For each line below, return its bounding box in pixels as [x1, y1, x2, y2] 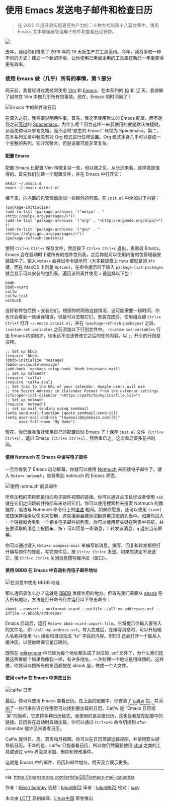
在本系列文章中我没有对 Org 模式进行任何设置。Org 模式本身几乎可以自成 [5, 134, 157, 140]
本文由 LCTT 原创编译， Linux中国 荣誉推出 [5, 795, 94, 801]
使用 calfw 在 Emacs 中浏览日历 [5, 675, 71, 681]
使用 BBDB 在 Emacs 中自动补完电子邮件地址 [5, 567, 98, 574]
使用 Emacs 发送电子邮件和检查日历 [5, 5, 153, 16]
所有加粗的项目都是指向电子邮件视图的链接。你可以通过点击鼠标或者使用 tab [5, 494, 163, 500]
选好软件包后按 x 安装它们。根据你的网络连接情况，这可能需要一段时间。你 [5, 307, 160, 313]
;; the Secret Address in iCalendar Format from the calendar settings [5, 388, 158, 394]
